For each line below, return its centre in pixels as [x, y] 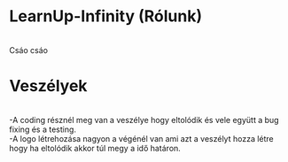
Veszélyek [48, 86]
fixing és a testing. [43, 129]
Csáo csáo [29, 50]
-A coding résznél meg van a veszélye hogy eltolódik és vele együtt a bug [144, 120]
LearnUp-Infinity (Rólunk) [105, 16]
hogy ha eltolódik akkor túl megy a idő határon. [95, 148]
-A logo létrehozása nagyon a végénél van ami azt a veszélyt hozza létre [142, 138]
